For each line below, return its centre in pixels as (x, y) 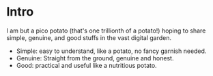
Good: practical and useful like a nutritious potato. (87, 65)
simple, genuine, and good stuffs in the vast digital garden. (89, 37)
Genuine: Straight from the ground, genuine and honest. (95, 58)
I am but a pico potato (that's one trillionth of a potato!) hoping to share (106, 31)
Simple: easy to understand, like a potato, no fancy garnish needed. (111, 51)
